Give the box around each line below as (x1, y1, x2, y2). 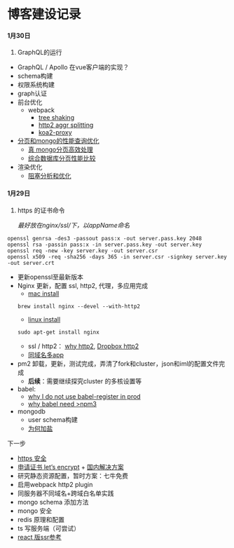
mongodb (17, 407, 46, 416)
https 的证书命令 (17, 206, 65, 214)
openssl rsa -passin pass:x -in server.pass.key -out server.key (7, 241, 202, 248)
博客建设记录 (7, 6, 82, 22)
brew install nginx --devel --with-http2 (17, 303, 140, 310)
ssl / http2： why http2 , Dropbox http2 (27, 341, 139, 350)
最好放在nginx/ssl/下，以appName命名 (17, 221, 130, 229)
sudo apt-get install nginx (17, 329, 99, 336)
